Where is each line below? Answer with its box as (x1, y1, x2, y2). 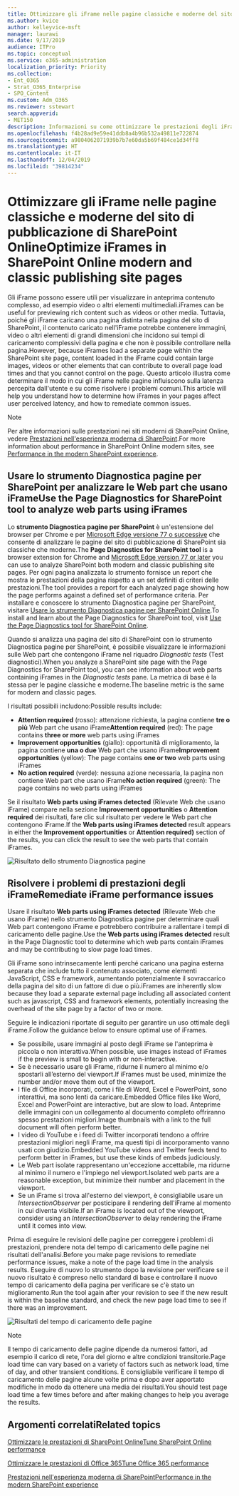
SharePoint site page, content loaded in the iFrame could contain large (7, 354, 214, 362)
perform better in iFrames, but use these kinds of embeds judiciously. (17, 1153, 222, 1162)
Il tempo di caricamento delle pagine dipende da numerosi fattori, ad (7, 1345, 208, 1353)
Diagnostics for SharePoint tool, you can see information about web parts (7, 665, 223, 674)
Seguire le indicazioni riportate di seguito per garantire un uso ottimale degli (7, 1018, 230, 1027)
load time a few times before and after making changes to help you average (7, 1390, 229, 1399)
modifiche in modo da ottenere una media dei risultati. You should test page (7, 1383, 228, 1391)
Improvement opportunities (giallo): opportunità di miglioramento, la (17, 738, 220, 747)
